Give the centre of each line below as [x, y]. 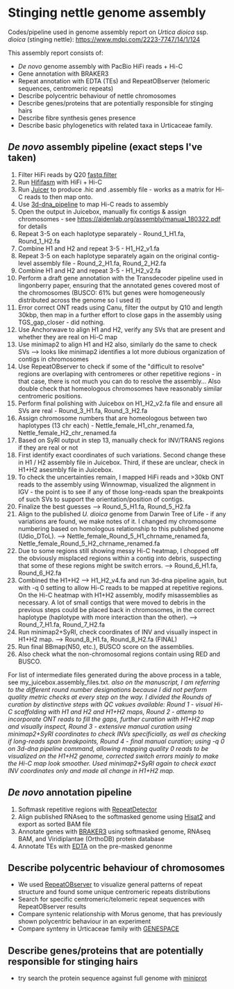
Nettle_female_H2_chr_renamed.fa [67, 432]
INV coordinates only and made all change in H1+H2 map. [91, 770]
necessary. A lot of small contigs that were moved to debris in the [112, 602]
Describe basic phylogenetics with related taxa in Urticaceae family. [115, 125]
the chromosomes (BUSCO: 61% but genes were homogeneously [111, 292]
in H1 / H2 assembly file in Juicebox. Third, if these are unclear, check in [121, 462]
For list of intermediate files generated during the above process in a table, [115, 675]
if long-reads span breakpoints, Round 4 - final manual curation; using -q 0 [116, 741]
